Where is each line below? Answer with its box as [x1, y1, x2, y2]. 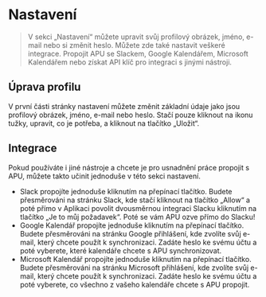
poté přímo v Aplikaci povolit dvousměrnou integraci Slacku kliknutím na [19, 203, 257, 213]
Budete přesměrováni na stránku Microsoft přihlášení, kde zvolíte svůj [19, 263, 249, 272]
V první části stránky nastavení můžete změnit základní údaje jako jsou [8, 101, 241, 111]
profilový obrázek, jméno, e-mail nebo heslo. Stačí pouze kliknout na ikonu [8, 110, 253, 119]
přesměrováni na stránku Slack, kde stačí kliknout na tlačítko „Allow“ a [19, 195, 251, 205]
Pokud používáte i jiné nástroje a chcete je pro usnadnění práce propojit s [8, 162, 249, 172]
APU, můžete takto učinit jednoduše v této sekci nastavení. [8, 171, 201, 181]
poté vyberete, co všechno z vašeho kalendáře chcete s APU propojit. [19, 279, 250, 289]
